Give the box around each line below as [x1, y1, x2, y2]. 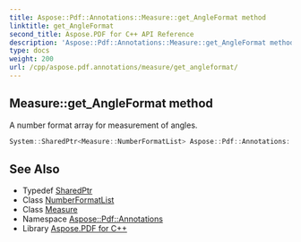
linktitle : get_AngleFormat [9, 21, 115, 30]
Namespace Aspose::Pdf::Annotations [21, 213, 164, 224]
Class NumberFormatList [21, 195, 115, 205]
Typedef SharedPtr [21, 185, 93, 196]
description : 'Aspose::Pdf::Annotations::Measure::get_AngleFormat [9, 38, 267, 47]
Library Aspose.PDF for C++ [21, 223, 128, 234]
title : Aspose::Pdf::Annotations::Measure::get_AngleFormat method [9, 13, 267, 22]
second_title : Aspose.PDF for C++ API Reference [9, 29, 194, 38]
